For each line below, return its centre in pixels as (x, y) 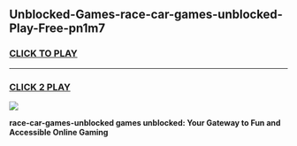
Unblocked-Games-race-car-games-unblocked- (146, 15)
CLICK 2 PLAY (40, 87)
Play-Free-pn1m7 (57, 29)
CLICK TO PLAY (43, 54)
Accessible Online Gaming (59, 132)
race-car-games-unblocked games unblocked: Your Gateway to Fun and (145, 122)
